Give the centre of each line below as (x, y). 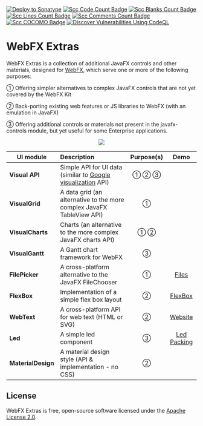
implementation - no (89, 367)
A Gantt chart (79, 249)
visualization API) (85, 182)
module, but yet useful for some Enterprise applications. (98, 131)
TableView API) (82, 215)
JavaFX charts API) (87, 240)
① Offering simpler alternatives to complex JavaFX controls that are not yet (101, 88)
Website (182, 316)
